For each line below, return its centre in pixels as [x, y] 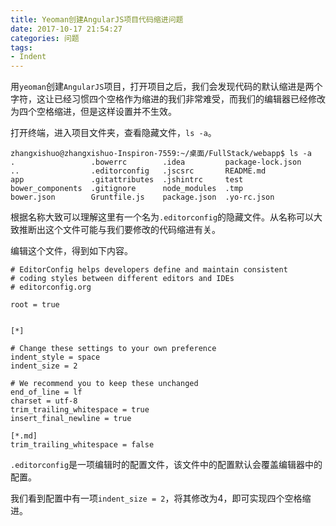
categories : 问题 [45, 38]
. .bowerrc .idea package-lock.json [156, 162]
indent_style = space [55, 357]
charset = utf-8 [44, 401]
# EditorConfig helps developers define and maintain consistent [149, 270]
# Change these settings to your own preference [113, 349]
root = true [35, 305]
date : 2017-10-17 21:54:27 [66, 29]
